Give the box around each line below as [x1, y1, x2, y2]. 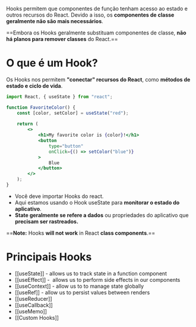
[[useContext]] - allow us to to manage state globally [14, 282, 144, 290]
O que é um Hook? [6, 56, 98, 70]
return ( [17, 121, 39, 127]
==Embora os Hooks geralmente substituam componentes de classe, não [6, 29, 186, 36]
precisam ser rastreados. [14, 218, 79, 225]
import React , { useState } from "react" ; [6, 93, 113, 100]
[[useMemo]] [14, 307, 48, 315]
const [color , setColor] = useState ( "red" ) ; [17, 110, 129, 116]
